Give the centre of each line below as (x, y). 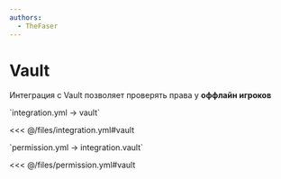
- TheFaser (38, 26)
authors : (26, 18)
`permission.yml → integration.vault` (77, 148)
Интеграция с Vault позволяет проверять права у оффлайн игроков (140, 95)
